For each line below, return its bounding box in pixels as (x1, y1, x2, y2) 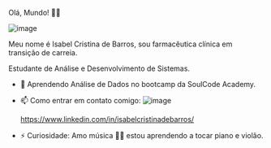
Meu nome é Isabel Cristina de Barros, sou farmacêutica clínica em (8, 39, 233, 49)
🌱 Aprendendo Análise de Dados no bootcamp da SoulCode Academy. (19, 80, 256, 89)
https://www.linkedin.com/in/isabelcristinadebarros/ (19, 115, 195, 124)
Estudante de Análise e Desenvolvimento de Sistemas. (8, 63, 191, 73)
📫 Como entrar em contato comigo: (19, 96, 141, 105)
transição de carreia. (8, 48, 78, 57)
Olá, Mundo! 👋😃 (8, 8, 61, 17)
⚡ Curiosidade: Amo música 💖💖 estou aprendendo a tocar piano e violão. (19, 131, 264, 140)
